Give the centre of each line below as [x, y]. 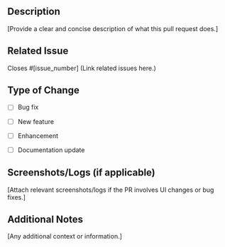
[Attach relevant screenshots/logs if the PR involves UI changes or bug [111, 190]
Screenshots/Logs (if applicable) [81, 173]
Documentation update [51, 150]
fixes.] [17, 197]
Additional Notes [45, 219]
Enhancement [38, 136]
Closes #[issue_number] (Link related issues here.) [82, 68]
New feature [36, 121]
